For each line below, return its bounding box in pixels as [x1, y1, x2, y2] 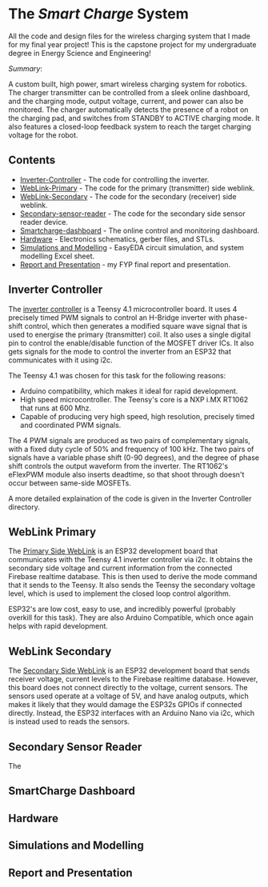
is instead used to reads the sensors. [8, 717, 130, 726]
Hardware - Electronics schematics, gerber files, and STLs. [19, 234, 215, 244]
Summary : [8, 63, 42, 73]
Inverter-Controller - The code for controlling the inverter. [19, 174, 210, 184]
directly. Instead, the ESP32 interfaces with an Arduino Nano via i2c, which [8, 709, 255, 718]
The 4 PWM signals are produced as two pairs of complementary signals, [8, 435, 250, 445]
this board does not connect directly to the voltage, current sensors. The [8, 683, 248, 693]
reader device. [19, 217, 68, 226]
